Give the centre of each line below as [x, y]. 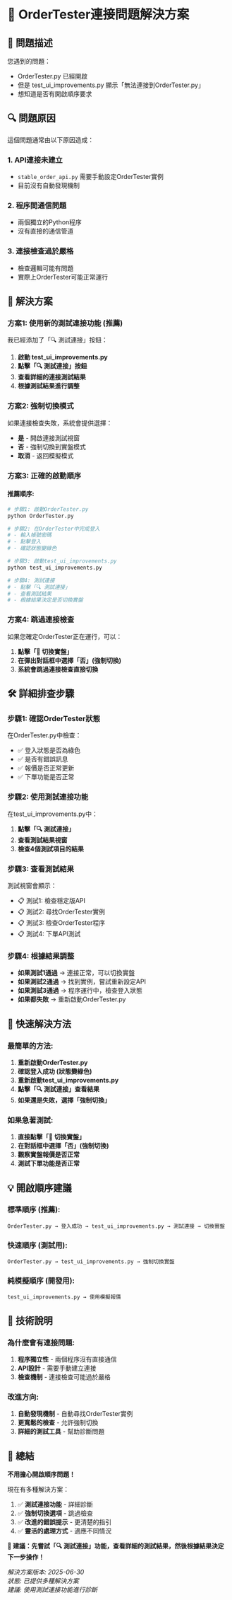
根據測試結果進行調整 [48, 386]
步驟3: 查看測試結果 [41, 869]
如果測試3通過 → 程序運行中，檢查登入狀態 [80, 991]
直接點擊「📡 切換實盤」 [51, 1137]
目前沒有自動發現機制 [48, 185]
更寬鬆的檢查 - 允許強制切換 [58, 1422]
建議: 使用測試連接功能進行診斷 [52, 1590]
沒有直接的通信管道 [45, 231]
